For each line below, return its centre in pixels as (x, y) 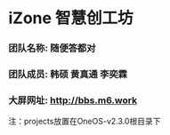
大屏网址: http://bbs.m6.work (73, 100)
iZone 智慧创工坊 (71, 18)
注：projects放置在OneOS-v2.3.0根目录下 (85, 122)
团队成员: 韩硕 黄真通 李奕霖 (68, 75)
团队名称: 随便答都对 (52, 48)
